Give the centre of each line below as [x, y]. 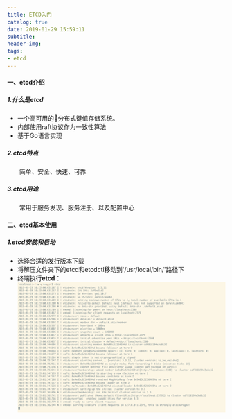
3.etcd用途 [23, 189]
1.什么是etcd [25, 100]
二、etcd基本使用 [32, 225]
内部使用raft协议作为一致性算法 [62, 127]
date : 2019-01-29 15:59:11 [46, 29]
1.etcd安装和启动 [32, 242]
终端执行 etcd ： [39, 278]
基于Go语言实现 [39, 136]
